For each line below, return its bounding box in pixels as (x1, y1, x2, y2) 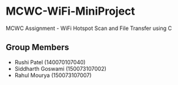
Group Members (6, 42, 70, 53)
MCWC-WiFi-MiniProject (6, 4, 135, 18)
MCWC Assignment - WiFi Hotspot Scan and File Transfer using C (6, 24, 172, 32)
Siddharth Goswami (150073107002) (14, 65, 106, 72)
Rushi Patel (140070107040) (14, 58, 86, 65)
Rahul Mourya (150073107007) (14, 72, 92, 79)
